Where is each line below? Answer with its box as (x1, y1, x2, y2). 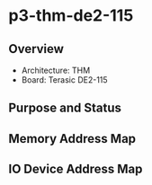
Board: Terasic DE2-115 (21, 75, 109, 85)
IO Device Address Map (8, 162, 143, 177)
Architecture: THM (21, 65, 91, 75)
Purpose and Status (8, 101, 122, 116)
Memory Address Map (8, 131, 137, 146)
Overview (8, 41, 65, 57)
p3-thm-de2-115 (8, 5, 134, 26)
